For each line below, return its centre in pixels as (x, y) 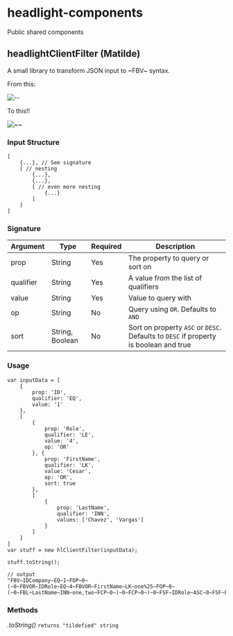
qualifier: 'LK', (69, 465)
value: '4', (61, 441)
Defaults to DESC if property (172, 336)
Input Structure (34, 142)
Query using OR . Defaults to (172, 309)
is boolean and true (159, 345)
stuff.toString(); (34, 562)
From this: (21, 84)
